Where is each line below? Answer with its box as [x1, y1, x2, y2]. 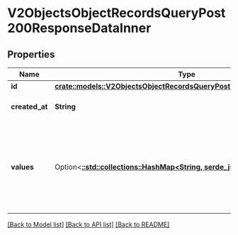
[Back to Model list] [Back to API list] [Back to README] [7, 220, 170, 229]
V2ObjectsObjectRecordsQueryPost [7, 5, 226, 21]
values [11, 162, 34, 172]
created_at [11, 102, 48, 111]
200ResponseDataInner [7, 20, 152, 36]
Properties [7, 48, 55, 60]
